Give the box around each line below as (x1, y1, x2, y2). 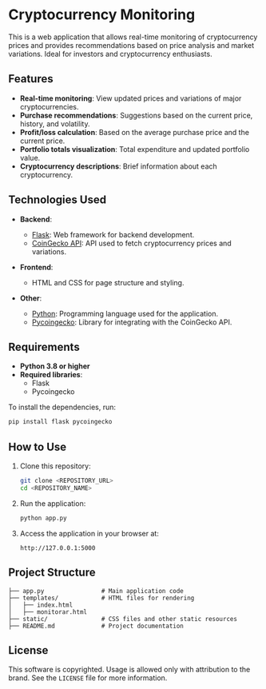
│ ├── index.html (8, 601, 73, 609)
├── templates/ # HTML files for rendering (8, 594, 195, 602)
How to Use (8, 440, 67, 453)
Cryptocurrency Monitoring (8, 6, 196, 24)
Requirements (8, 340, 80, 353)
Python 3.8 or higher (19, 361, 90, 371)
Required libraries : (19, 370, 83, 380)
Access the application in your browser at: (19, 528, 160, 538)
